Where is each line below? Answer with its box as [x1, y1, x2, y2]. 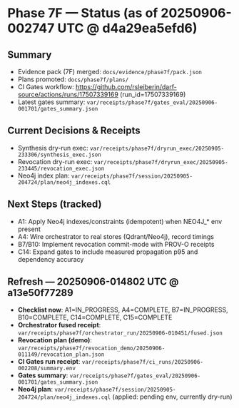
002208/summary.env [17, 365, 76, 372]
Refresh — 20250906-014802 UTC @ [7, 276, 179, 288]
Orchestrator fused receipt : [17, 321, 101, 330]
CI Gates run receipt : [17, 357, 81, 366]
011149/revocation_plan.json [17, 351, 105, 358]
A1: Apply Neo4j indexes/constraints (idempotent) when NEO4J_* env [17, 217, 223, 225]
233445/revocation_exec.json [17, 165, 105, 172]
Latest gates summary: [17, 98, 86, 106]
